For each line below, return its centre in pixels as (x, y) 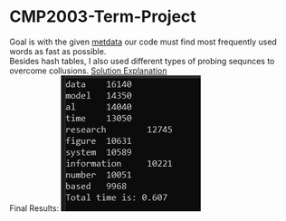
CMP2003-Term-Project (103, 17)
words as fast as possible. (58, 51)
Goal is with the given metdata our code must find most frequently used (143, 42)
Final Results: (34, 208)
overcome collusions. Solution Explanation (88, 71)
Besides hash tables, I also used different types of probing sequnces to (142, 61)
